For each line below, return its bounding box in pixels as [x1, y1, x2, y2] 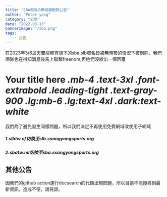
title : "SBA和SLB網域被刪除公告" [5, 7, 70, 13]
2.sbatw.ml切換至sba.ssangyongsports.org [5, 149, 99, 155]
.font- [135, 74, 160, 85]
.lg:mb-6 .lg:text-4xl [25, 95, 113, 107]
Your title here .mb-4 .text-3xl [5, 74, 134, 85]
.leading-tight [48, 85, 108, 96]
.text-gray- [110, 85, 157, 96]
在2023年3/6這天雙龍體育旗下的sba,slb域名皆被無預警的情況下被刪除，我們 [5, 50, 162, 56]
